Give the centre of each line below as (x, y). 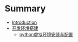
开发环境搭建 (25, 28)
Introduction (24, 22)
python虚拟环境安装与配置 (46, 34)
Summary (25, 9)
